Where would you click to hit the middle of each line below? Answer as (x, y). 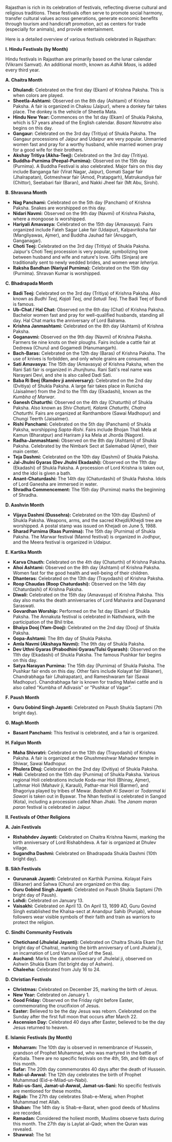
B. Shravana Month (26, 192)
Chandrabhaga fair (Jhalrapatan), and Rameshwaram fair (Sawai (81, 676)
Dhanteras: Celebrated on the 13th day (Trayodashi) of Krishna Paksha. (88, 578)
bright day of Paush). (35, 895)
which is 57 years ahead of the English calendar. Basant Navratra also (87, 122)
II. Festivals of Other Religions (38, 817)
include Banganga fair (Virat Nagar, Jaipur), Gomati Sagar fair (78, 172)
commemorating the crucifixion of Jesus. (56, 1006)
